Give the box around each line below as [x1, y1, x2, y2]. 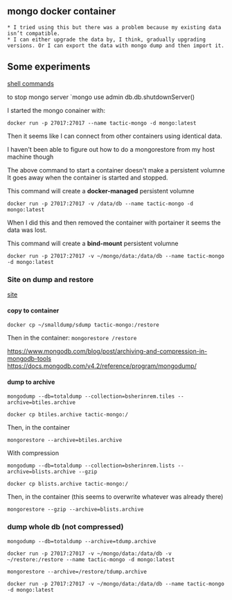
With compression [7, 449, 60, 457]
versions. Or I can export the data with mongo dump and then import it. [7, 42, 225, 49]
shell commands [7, 79, 54, 87]
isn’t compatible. [7, 30, 60, 37]
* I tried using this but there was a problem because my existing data [7, 24, 222, 30]
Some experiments [7, 61, 91, 73]
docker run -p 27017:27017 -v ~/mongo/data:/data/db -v [7, 550, 172, 557]
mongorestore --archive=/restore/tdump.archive [7, 568, 148, 575]
